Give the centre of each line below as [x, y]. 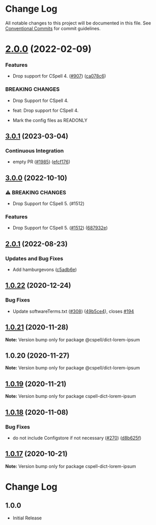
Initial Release [27, 518]
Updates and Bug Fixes [34, 258]
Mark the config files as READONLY [50, 120]
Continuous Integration [35, 151]
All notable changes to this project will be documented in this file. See [78, 23]
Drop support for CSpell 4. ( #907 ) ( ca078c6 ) [59, 76]
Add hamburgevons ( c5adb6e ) [45, 270]
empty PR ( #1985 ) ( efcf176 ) [41, 162]
